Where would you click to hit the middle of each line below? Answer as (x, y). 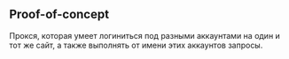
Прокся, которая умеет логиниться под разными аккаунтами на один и (145, 35)
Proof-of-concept (59, 15)
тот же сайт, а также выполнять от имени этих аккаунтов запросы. (136, 45)
